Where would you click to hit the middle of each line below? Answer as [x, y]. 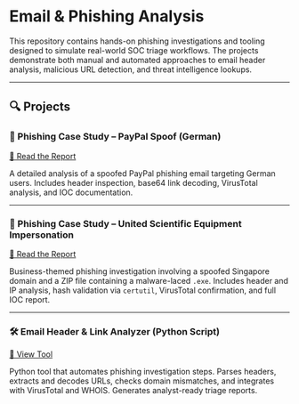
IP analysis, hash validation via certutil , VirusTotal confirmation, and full [143, 290]
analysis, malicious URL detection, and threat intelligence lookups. [130, 69]
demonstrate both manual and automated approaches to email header [137, 60]
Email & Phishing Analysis [107, 16]
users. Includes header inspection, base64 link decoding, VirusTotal [133, 182]
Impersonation [41, 235]
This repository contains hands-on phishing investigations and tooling [137, 41]
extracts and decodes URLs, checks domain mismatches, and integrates [141, 381]
